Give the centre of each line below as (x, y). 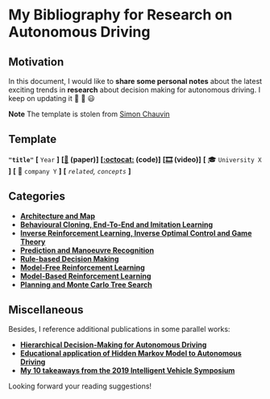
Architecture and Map (57, 216)
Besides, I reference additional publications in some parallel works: (119, 330)
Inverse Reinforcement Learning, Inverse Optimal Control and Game (136, 233)
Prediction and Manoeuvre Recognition (87, 250)
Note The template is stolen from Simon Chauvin (89, 114)
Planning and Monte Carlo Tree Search (86, 284)
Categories (37, 197)
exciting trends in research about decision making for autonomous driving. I (134, 90)
